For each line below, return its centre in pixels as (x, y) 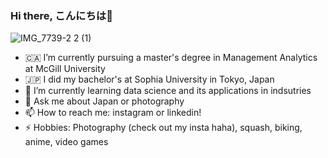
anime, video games (66, 142)
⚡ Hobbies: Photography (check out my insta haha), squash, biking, (163, 128)
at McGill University (65, 69)
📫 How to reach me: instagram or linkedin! (113, 113)
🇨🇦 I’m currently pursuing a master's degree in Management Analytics (171, 58)
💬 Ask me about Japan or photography (104, 101)
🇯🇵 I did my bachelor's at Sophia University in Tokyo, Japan (149, 79)
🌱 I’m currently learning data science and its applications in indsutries (168, 91)
